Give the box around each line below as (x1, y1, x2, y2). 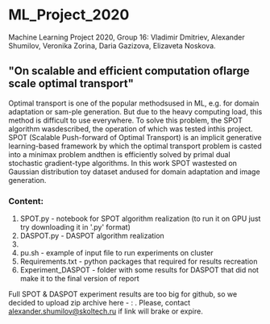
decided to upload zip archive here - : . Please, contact (8, 298, 191, 308)
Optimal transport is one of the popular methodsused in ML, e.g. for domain (8, 98, 260, 108)
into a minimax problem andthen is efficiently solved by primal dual (8, 149, 231, 159)
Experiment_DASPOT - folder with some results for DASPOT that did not (19, 265, 260, 275)
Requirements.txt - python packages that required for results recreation (19, 256, 258, 267)
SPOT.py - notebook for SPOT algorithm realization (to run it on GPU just (19, 214, 261, 223)
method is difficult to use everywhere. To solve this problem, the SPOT (8, 115, 243, 125)
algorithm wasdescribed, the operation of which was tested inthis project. (8, 123, 253, 134)
